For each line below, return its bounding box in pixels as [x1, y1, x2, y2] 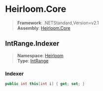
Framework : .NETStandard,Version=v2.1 [17, 20, 99, 26]
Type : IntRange [17, 58, 49, 64]
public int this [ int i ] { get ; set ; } [5, 82, 85, 87]
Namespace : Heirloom [17, 52, 64, 58]
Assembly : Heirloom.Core [17, 25, 70, 31]
